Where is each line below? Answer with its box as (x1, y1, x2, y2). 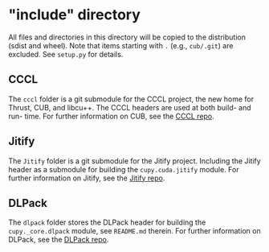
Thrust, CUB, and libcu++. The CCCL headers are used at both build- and (8, 102, 251, 112)
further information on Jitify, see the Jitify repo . (8, 173, 165, 183)
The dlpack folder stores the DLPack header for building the (8, 217, 206, 227)
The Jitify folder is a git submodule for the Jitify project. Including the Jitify (8, 155, 261, 166)
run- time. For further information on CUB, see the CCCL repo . (8, 111, 214, 121)
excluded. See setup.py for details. (8, 49, 124, 59)
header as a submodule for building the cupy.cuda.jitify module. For (8, 164, 239, 174)
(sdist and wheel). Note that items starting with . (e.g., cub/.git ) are (8, 40, 234, 50)
